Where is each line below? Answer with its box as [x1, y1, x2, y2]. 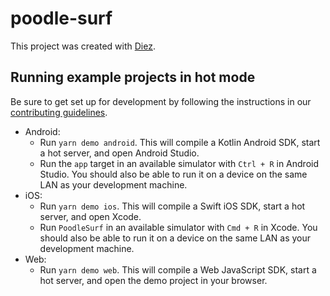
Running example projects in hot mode [10, 69, 256, 86]
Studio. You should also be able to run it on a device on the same [39, 168, 308, 180]
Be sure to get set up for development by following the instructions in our [10, 95, 312, 107]
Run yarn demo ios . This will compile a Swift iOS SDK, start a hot [39, 200, 306, 212]
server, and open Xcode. [39, 210, 142, 222]
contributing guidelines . [10, 106, 108, 118]
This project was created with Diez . [10, 40, 156, 52]
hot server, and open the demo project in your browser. [39, 274, 268, 286]
